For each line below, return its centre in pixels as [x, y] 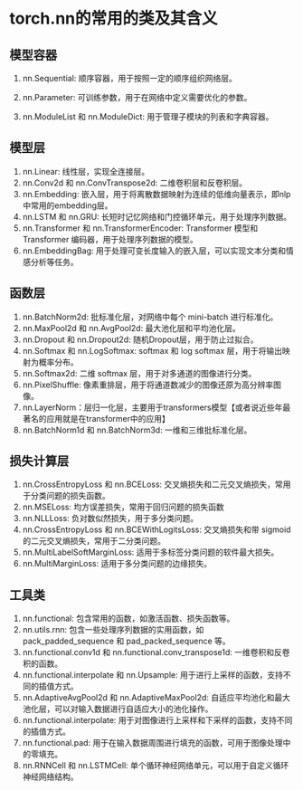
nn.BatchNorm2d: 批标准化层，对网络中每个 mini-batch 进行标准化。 [150, 317]
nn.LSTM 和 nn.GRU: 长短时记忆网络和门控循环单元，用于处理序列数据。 [157, 216]
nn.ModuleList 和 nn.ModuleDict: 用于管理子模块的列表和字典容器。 [148, 117]
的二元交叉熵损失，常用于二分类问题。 [94, 541]
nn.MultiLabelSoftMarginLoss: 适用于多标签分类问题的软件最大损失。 [151, 552]
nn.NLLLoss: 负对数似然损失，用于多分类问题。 [110, 519]
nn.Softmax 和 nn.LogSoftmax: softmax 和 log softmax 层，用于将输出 [152, 350]
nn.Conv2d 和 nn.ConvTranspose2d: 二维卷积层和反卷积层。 [134, 183]
